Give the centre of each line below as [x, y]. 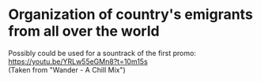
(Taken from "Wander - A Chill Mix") [67, 69]
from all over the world [84, 31]
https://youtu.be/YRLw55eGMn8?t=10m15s [78, 61]
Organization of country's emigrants [130, 15]
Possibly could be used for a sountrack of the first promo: [102, 53]
